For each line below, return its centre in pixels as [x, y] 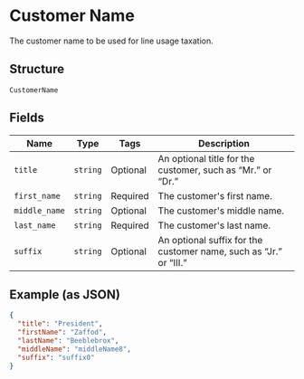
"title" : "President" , [60, 324]
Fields [27, 118]
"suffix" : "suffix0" [56, 357]
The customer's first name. [215, 195]
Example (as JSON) [65, 294]
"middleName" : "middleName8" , [74, 349]
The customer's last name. [214, 225]
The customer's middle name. [221, 211]
